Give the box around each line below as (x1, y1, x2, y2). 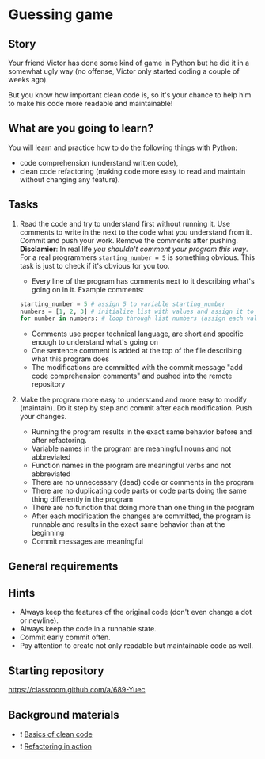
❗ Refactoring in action (19, 742, 93, 751)
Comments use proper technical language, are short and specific (31, 329, 244, 338)
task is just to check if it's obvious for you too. (19, 261, 170, 270)
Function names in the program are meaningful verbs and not (31, 461, 232, 471)
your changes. (19, 412, 67, 421)
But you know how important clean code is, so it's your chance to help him (8, 90, 252, 100)
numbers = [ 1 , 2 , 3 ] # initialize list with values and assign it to (19, 307, 255, 315)
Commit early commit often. (19, 632, 111, 643)
